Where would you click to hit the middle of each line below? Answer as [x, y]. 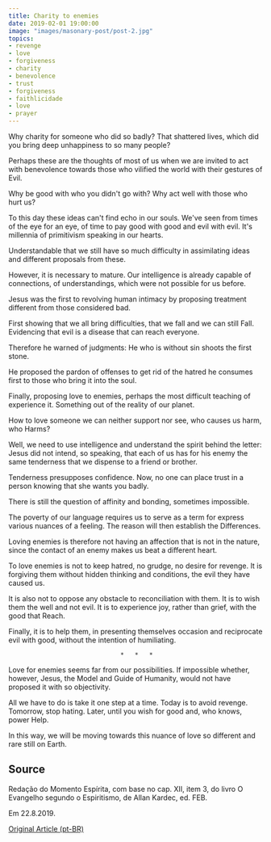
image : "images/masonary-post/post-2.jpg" [81, 31]
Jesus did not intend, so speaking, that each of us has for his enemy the [128, 453]
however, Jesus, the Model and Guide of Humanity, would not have [120, 678]
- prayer [23, 114]
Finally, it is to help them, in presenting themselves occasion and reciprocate [135, 631]
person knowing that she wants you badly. [79, 486]
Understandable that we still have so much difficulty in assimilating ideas [129, 250]
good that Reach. [37, 616]
